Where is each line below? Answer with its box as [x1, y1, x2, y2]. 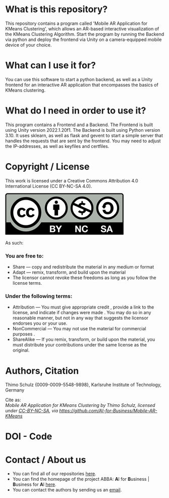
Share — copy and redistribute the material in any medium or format [12, 264, 154, 270]
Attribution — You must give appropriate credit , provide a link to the [12, 304, 154, 310]
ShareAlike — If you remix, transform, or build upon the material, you [12, 336, 155, 342]
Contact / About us [5, 454, 86, 466]
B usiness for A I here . [12, 481, 57, 487]
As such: [5, 240, 24, 246]
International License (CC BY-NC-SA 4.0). [5, 183, 92, 189]
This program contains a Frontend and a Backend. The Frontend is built [5, 122, 153, 128]
